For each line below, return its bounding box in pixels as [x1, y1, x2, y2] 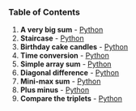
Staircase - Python [19, 33, 84, 43]
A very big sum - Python [19, 25, 104, 35]
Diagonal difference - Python [19, 68, 120, 78]
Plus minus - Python [19, 85, 90, 95]
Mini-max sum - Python [19, 76, 101, 87]
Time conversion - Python [19, 51, 109, 61]
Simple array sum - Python [19, 59, 112, 69]
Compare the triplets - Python [19, 94, 123, 104]
